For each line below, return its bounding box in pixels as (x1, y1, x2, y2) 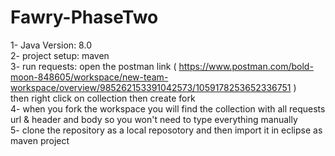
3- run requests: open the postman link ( (10, 60, 177, 72)
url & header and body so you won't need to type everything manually (10, 113, 298, 125)
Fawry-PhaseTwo (10, 6, 159, 29)
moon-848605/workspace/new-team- (10, 71, 169, 83)
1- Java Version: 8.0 (10, 39, 92, 51)
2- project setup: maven (10, 49, 110, 61)
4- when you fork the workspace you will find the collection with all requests (10, 102, 326, 115)
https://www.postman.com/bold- (178, 60, 314, 72)
